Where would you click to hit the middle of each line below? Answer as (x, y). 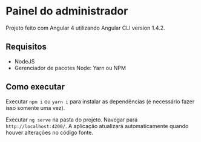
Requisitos (26, 47)
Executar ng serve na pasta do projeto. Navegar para (72, 120)
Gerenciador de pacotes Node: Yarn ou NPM (70, 68)
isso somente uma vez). (35, 108)
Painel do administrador (67, 11)
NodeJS (25, 61)
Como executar (35, 87)
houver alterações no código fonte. (49, 132)
